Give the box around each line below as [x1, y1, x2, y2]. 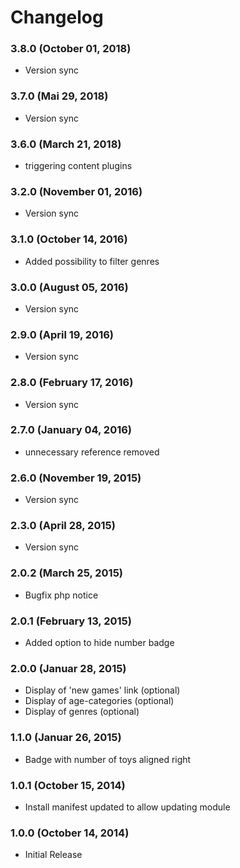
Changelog [10, 6, 104, 29]
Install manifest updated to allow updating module [24, 801, 231, 813]
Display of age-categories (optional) [24, 695, 175, 707]
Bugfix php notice [24, 589, 99, 601]
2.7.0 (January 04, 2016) [10, 423, 133, 437]
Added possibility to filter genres [24, 255, 160, 267]
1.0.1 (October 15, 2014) [10, 778, 126, 792]
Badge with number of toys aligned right [24, 753, 192, 765]
